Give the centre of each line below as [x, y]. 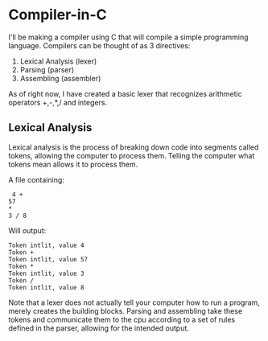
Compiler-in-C [58, 15]
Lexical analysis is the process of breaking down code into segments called [134, 147]
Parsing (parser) [47, 69]
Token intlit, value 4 [46, 245]
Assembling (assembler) [60, 78]
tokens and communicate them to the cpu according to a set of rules [122, 319]
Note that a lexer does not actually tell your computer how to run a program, [134, 302]
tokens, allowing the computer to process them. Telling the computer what [132, 155]
